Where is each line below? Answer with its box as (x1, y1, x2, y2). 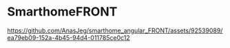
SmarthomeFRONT (7, 4, 118, 20)
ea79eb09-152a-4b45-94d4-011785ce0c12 (7, 33, 131, 41)
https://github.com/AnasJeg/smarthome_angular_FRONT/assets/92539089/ (7, 26, 223, 34)
